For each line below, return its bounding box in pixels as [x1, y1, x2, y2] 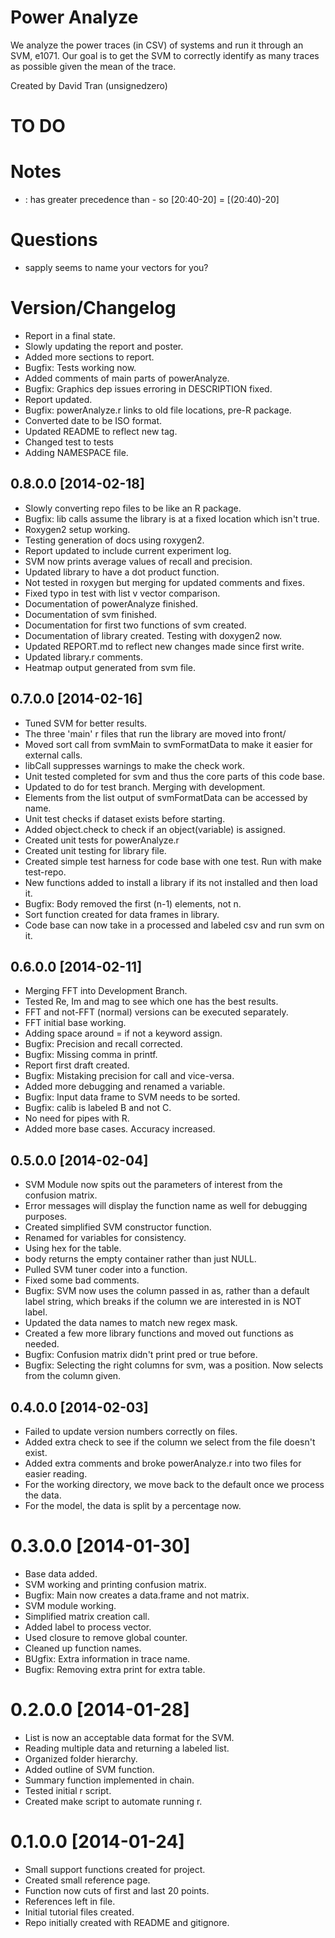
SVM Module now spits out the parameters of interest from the [24, 1179, 283, 1191]
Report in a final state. [24, 329, 116, 341]
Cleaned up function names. [24, 1642, 142, 1654]
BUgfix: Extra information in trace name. [24, 1652, 191, 1665]
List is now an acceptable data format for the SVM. [24, 1731, 235, 1743]
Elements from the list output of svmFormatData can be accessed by [24, 791, 308, 803]
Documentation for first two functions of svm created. [24, 619, 247, 631]
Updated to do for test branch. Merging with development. [24, 781, 266, 793]
